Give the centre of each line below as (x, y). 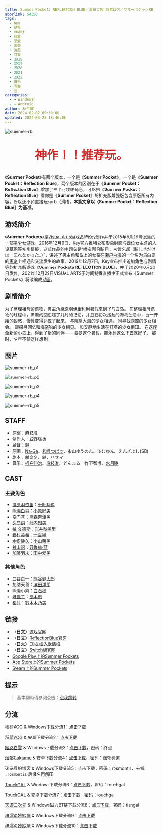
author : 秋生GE (20, 109)
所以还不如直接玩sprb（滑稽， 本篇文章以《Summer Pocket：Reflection (85, 202)
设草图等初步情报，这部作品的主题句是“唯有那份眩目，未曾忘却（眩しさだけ (81, 249)
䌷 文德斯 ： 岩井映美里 (34, 529)
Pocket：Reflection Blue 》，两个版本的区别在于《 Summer (63, 183)
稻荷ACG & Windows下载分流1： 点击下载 (46, 727)
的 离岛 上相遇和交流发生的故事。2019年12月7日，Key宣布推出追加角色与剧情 (81, 261)
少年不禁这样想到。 (33, 339)
